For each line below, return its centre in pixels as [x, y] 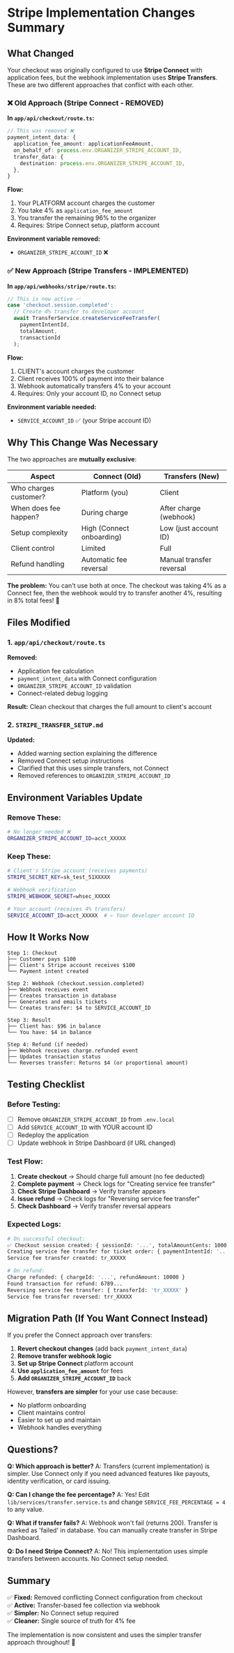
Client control [33, 549]
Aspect [42, 477]
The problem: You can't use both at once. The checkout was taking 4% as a [117, 586]
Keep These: [29, 856]
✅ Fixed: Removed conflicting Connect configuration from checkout [105, 1597]
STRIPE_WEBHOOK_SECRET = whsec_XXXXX [59, 896]
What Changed [41, 53]
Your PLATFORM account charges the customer [86, 203]
